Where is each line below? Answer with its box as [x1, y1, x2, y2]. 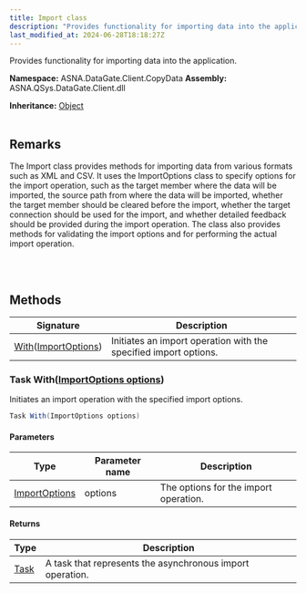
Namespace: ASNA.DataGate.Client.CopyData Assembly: [9, 73, 228, 84]
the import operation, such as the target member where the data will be [9, 180, 278, 192]
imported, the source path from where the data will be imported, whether [9, 190, 284, 201]
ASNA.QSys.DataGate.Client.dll [9, 83, 126, 94]
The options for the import [159, 481, 272, 494]
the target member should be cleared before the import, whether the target [9, 200, 291, 211]
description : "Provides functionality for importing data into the [9, 22, 271, 31]
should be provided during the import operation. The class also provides [9, 219, 280, 230]
